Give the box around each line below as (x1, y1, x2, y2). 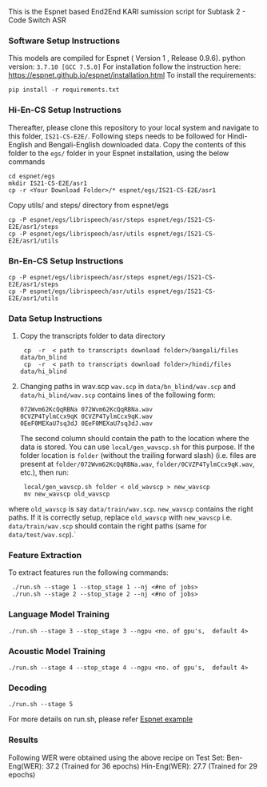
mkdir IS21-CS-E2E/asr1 (8, 179, 88, 187)
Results (8, 734, 38, 745)
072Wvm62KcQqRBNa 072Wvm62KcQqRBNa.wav (19, 406, 153, 414)
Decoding (8, 682, 47, 693)
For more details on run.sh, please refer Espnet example (8, 714, 193, 724)
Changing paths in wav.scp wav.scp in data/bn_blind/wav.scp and (19, 382, 236, 391)
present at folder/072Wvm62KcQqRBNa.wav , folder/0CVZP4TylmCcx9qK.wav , (19, 460, 255, 469)
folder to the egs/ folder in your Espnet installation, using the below (8, 148, 229, 158)
